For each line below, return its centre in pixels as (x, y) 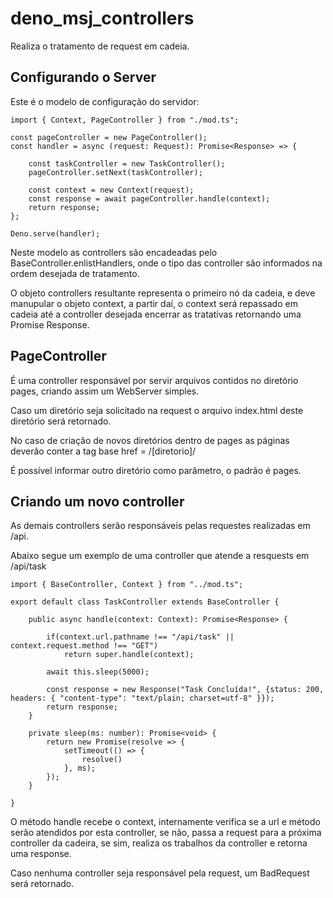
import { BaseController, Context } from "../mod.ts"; (127, 585)
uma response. (41, 854)
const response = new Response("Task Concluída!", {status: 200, (185, 690)
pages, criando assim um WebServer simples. (105, 391)
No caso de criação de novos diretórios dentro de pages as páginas (150, 440)
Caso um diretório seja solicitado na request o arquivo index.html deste (157, 410)
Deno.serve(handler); (55, 233)
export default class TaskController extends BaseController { (145, 602)
